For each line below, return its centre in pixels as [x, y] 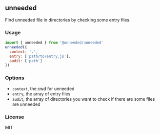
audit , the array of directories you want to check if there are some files [83, 99]
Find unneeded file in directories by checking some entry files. [68, 20]
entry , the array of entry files [41, 94]
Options [15, 78]
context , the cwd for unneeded [43, 89]
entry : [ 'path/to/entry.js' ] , [40, 56]
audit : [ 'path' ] [26, 61]
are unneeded [26, 104]
